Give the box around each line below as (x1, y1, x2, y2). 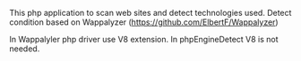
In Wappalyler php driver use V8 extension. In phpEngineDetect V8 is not (9, 34, 279, 44)
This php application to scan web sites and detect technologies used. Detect (9, 8, 292, 18)
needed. (9, 43, 40, 54)
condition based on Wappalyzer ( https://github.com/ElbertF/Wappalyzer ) (9, 17, 279, 27)
